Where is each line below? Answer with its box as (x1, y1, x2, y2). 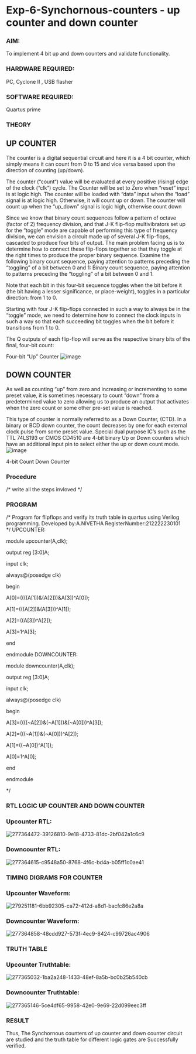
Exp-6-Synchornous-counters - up (6, 4, 180, 17)
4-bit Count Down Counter (6, 458, 70, 465)
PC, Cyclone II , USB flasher (6, 78, 73, 85)
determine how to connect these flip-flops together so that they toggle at (6, 245, 183, 252)
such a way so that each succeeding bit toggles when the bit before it (6, 317, 174, 325)
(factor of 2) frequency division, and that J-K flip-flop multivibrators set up (6, 220, 186, 227)
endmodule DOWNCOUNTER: (6, 651, 78, 658)
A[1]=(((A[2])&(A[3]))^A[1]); (6, 605, 71, 612)
